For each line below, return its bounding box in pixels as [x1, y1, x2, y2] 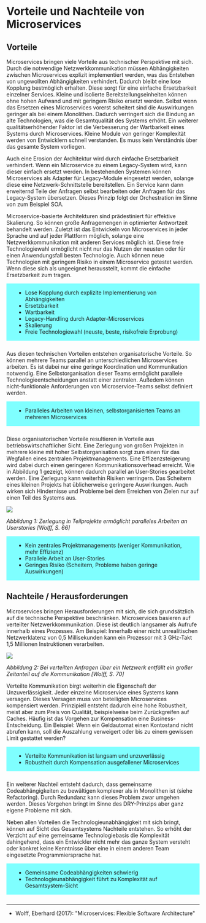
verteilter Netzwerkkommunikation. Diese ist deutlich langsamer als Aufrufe [6, 621, 197, 628]
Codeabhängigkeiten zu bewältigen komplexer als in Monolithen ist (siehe [6, 787, 193, 794]
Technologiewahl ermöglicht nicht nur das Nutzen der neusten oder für [6, 245, 186, 253]
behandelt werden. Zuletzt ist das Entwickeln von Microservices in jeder [6, 226, 188, 233]
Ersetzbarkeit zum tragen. [6, 272, 72, 278]
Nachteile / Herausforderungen [6, 591, 129, 602]
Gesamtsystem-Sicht [25, 882, 78, 889]
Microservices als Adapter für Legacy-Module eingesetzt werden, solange [6, 175, 194, 182]
